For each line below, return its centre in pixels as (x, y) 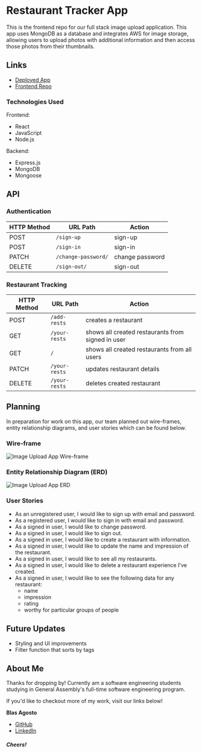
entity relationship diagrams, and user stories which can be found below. (96, 427)
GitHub (24, 724)
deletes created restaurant (123, 383)
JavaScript (28, 133)
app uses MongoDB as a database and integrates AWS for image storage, (97, 33)
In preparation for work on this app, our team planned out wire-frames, (94, 421)
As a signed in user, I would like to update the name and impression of (102, 546)
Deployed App (33, 79)
